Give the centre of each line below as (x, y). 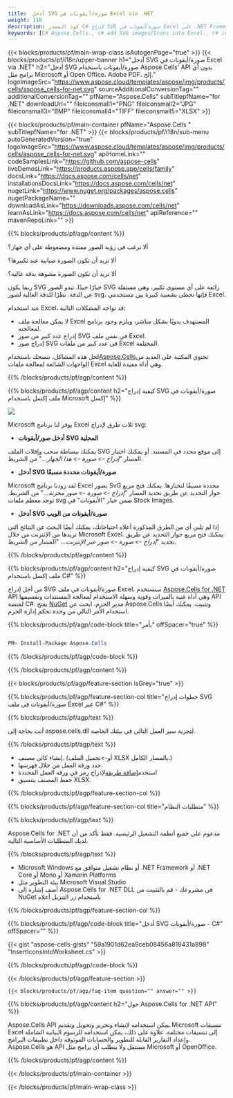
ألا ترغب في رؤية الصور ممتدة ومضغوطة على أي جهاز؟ (78, 247)
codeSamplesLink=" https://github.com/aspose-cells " (84, 161)
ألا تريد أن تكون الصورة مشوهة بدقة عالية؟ (62, 274)
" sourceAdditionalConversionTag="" (146, 89)
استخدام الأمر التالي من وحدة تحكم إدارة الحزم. (69, 611)
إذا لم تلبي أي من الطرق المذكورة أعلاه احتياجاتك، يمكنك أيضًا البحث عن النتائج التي (114, 527)
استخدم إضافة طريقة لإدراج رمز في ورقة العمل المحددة (87, 772)
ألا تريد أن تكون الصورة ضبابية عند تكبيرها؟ (62, 261)
